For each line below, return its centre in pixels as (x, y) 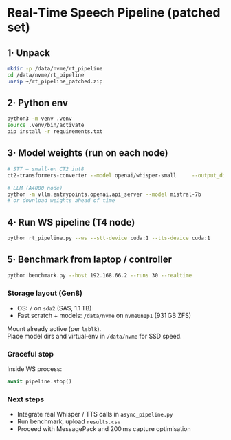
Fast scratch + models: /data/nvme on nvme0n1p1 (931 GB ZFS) (104, 315)
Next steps (26, 399)
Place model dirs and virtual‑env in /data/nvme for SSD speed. (95, 336)
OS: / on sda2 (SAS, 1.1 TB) (54, 308)
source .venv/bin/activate (46, 126)
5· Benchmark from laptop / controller (89, 260)
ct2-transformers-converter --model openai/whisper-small (92, 175)
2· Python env (38, 103)
